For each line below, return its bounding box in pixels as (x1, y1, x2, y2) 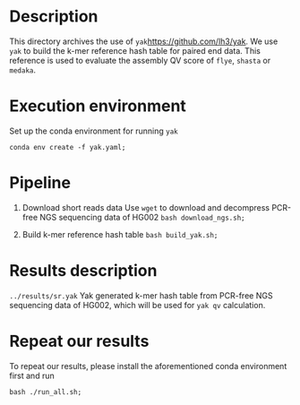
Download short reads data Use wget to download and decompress (21, 202, 270, 212)
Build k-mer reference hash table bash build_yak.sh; (21, 228, 219, 239)
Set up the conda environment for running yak (9, 125, 178, 136)
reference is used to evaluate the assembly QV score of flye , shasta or (9, 55, 271, 65)
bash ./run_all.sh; (9, 387, 82, 396)
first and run (9, 370, 56, 381)
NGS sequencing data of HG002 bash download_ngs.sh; (39, 211, 245, 222)
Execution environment (9, 96, 186, 116)
